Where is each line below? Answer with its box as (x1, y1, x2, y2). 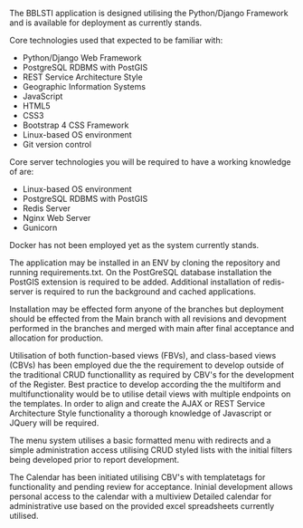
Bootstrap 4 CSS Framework (22, 120, 129, 130)
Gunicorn (22, 222, 58, 233)
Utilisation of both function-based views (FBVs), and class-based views (9, 350, 277, 360)
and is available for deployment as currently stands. (9, 17, 203, 28)
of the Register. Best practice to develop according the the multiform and (9, 379, 281, 389)
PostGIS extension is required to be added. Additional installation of (9, 276, 260, 287)
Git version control (22, 139, 92, 149)
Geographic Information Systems (22, 82, 147, 91)
